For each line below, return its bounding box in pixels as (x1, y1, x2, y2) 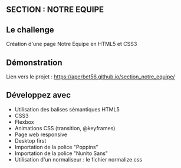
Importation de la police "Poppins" (14, 143, 98, 150)
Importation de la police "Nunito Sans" (14, 150, 108, 157)
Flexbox (14, 118, 34, 126)
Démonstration (6, 57, 63, 67)
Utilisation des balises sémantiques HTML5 (14, 106, 120, 113)
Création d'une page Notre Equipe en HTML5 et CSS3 (6, 41, 137, 48)
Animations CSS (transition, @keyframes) (14, 124, 116, 131)
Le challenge (6, 25, 54, 35)
